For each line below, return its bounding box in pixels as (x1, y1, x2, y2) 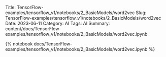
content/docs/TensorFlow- (5, 26, 61, 32)
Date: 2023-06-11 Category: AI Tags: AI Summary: (5, 20, 110, 26)
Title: (5, 5, 16, 10)
